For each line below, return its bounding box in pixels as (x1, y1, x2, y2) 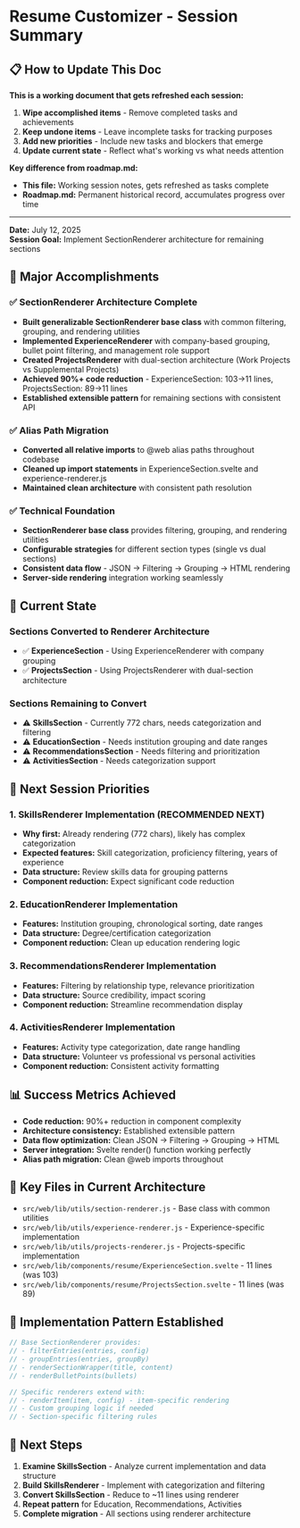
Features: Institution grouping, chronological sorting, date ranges (21, 918, 263, 930)
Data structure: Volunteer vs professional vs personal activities (21, 1051, 256, 1062)
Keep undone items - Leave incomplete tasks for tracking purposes (21, 127, 273, 137)
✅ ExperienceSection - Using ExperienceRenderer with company (21, 645, 265, 655)
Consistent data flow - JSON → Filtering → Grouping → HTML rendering (21, 563, 291, 573)
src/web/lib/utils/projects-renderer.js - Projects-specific (21, 1241, 246, 1252)
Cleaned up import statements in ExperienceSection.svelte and (21, 463, 259, 474)
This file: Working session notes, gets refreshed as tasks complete (21, 180, 270, 190)
